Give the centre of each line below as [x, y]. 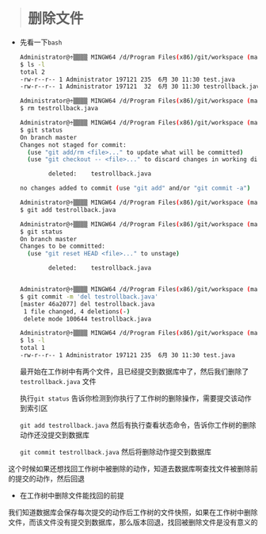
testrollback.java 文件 [58, 381]
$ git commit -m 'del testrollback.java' [89, 297]
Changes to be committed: [62, 246]
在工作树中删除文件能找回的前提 [72, 495]
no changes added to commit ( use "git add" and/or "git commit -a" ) [135, 188]
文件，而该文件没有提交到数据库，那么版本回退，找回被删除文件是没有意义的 [133, 522]
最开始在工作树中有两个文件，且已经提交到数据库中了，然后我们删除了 [134, 371]
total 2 [32, 72]
